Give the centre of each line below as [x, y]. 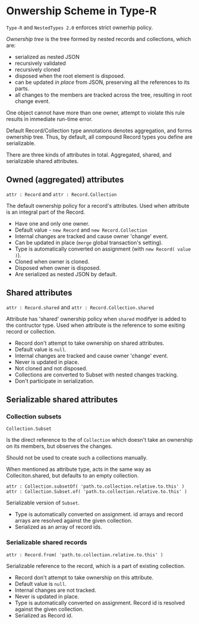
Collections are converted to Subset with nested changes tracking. [96, 375]
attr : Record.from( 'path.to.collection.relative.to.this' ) [85, 555]
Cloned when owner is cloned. [52, 261]
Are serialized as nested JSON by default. [66, 274]
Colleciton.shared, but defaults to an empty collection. [72, 476]
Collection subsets [34, 416]
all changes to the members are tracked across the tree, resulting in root [103, 95]
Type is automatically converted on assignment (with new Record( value [103, 249]
